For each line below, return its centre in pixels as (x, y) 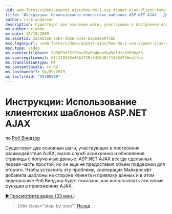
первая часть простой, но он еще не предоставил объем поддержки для (85, 164)
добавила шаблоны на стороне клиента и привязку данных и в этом (80, 175)
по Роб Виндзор (23, 138)
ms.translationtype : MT (31, 62)
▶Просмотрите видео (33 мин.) (40, 196)
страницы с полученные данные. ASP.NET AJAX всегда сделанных (79, 159)
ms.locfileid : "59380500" (33, 77)
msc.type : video (23, 48)
